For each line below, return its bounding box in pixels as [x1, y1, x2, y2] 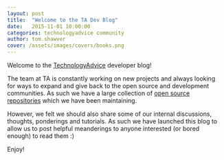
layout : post [7, 10, 45, 17]
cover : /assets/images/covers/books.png [7, 42, 125, 49]
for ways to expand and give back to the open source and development [7, 82, 210, 90]
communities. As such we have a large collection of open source [7, 89, 190, 97]
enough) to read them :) [7, 132, 74, 140]
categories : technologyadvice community [7, 29, 125, 37]
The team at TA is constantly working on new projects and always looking [7, 74, 216, 83]
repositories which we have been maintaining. [7, 97, 137, 104]
